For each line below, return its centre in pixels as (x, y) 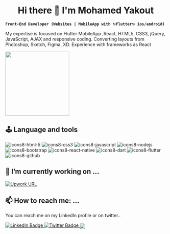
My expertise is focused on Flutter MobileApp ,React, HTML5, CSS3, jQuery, (85, 33)
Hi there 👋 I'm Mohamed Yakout (86, 10)
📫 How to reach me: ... (43, 200)
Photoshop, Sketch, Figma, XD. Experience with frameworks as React (78, 44)
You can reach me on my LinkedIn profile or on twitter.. (63, 216)
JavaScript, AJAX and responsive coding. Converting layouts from (75, 39)
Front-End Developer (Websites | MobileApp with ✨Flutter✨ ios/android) (85, 24)
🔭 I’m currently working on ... (52, 172)
